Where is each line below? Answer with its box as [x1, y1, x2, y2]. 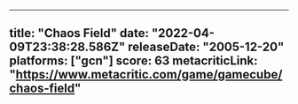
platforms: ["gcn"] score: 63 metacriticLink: [9, 54, 258, 69]
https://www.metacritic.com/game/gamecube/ [15, 67, 283, 82]
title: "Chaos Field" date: [9, 26, 149, 41]
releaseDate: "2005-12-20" [128, 40, 285, 55]
